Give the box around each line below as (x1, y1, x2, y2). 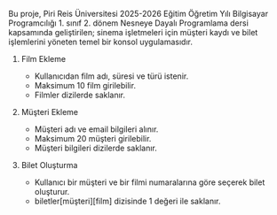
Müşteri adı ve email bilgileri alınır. (34, 124, 159, 134)
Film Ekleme (20, 54, 67, 64)
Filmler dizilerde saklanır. (34, 89, 126, 100)
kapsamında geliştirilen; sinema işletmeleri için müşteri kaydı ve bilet (8, 27, 258, 37)
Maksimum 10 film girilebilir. (34, 81, 137, 90)
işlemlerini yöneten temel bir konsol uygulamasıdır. (8, 36, 193, 47)
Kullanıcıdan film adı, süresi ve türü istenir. (34, 71, 189, 81)
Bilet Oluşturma (20, 160, 78, 170)
